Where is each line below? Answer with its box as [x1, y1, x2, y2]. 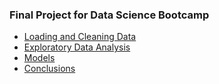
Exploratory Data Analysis [23, 41, 131, 53]
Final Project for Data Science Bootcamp [9, 8, 210, 22]
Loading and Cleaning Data [23, 31, 137, 43]
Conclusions [23, 63, 76, 75]
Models [23, 52, 56, 64]
